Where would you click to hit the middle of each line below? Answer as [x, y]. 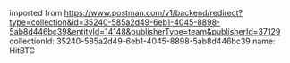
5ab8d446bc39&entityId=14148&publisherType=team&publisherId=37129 [145, 31]
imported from [36, 13]
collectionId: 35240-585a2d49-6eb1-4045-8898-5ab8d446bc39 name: [142, 41]
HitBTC [22, 51]
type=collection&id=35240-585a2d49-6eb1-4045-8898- [115, 22]
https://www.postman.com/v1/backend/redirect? [154, 13]
